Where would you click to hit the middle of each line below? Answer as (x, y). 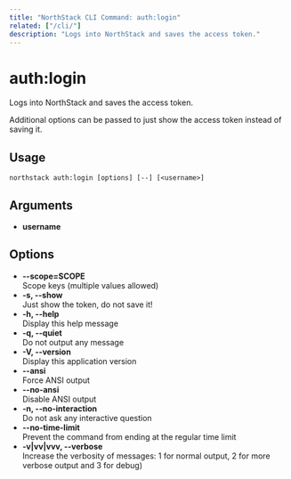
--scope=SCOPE (54, 276)
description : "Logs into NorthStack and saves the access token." (135, 34)
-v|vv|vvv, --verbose (62, 446)
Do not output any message (73, 342)
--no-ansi (40, 389)
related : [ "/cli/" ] (45, 26)
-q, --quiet (42, 333)
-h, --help (40, 313)
